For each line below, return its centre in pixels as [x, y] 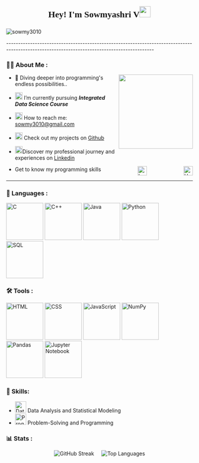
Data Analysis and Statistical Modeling [74, 410]
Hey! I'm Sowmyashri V [94, 14]
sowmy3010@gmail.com [45, 124]
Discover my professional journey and [68, 151]
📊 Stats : [19, 438]
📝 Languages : [27, 193]
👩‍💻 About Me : [27, 65]
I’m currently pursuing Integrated [64, 97]
